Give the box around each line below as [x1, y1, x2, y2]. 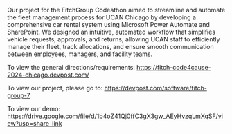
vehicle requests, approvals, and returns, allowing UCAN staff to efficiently [7, 35, 220, 44]
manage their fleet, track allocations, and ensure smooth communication [7, 43, 214, 50]
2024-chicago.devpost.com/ [7, 70, 89, 79]
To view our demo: [7, 105, 61, 113]
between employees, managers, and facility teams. [7, 50, 153, 58]
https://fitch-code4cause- [136, 64, 211, 71]
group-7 [7, 91, 30, 99]
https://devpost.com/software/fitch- [104, 84, 208, 92]
